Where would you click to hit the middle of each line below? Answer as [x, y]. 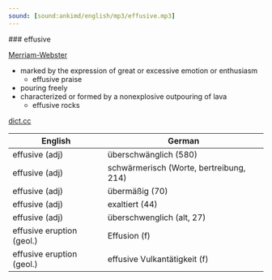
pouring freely [44, 88]
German [183, 140]
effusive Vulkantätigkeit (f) [158, 259]
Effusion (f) [129, 235]
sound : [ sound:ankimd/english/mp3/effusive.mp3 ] [92, 16]
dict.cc [20, 121]
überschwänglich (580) [153, 154]
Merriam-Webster [38, 54]
